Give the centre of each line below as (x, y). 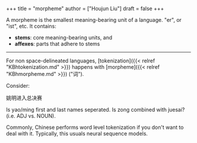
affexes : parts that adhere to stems (57, 44)
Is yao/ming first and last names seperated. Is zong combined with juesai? (96, 109)
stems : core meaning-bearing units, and (63, 37)
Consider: (18, 86)
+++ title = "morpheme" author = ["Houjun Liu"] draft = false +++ (85, 9)
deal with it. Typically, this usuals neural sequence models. (77, 134)
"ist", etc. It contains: (31, 26)
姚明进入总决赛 (24, 98)
